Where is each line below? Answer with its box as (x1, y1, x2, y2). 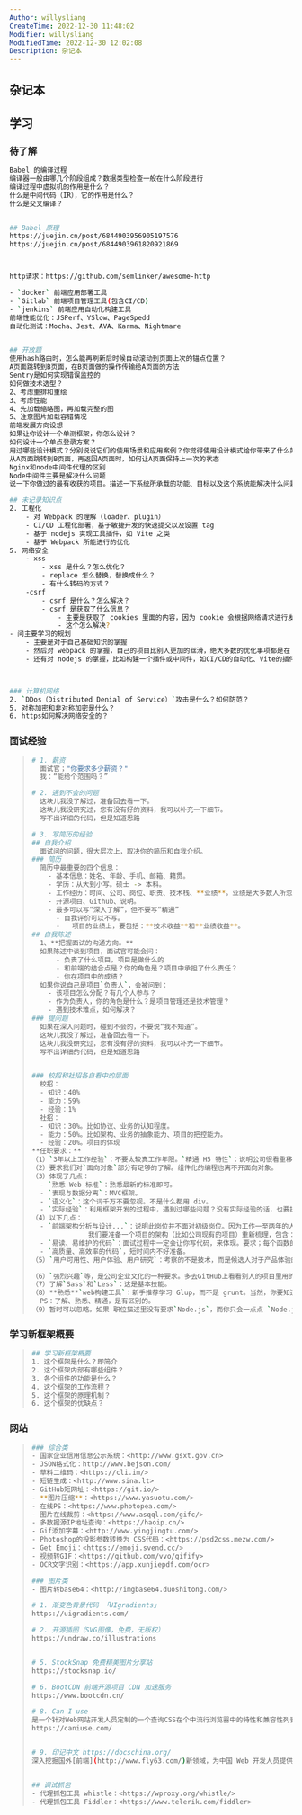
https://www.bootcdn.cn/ (31, 1691, 125, 1700)
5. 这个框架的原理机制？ (31, 1390, 111, 1399)
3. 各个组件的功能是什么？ (31, 1373, 119, 1383)
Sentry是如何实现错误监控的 (9, 371, 101, 380)
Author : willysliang (9, 13, 87, 22)
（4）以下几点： (31, 1213, 84, 1223)
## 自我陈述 (31, 930, 71, 940)
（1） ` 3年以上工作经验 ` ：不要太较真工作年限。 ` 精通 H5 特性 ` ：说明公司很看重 (31, 1155, 287, 1165)
